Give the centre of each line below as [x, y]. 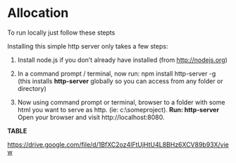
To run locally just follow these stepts [61, 32]
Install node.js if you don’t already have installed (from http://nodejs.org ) [122, 60]
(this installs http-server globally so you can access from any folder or [120, 81]
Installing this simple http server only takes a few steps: [88, 46]
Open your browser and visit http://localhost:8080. [91, 117]
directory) [32, 88]
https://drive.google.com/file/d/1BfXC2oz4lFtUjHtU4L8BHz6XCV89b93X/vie [118, 144]
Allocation [38, 13]
